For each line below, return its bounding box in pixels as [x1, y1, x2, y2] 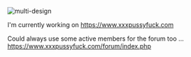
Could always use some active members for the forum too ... [7, 34, 185, 43]
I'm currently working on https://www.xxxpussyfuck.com [7, 21, 174, 28]
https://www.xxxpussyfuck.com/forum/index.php [7, 42, 151, 50]
